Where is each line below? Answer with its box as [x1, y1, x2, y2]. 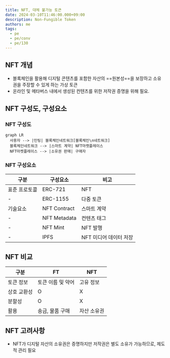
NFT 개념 [5, 61, 33, 69]
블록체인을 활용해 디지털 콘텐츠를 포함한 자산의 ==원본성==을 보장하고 [12, 75, 152, 81]
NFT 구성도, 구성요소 [5, 104, 67, 113]
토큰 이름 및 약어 [37, 279, 75, 286]
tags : [5, 26, 17, 32]
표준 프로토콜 [8, 186, 38, 193]
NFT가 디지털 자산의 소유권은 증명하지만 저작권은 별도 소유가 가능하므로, [12, 341, 156, 347]
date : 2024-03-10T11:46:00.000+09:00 [5, 12, 85, 17]
